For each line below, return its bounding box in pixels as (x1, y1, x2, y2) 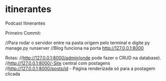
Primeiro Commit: (5, 30, 42, 36)
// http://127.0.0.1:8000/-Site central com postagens (5, 60, 110, 66)
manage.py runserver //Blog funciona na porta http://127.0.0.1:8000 (5, 45, 144, 51)
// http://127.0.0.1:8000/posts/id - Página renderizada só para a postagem (5, 65, 155, 71)
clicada (5, 70, 21, 76)
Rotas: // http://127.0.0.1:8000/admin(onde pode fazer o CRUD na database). (5, 54, 161, 61)
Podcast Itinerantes (5, 20, 46, 26)
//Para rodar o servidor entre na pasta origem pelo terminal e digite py (5, 39, 150, 46)
